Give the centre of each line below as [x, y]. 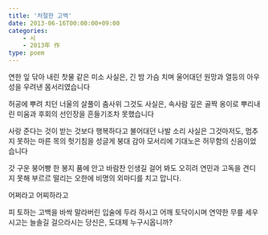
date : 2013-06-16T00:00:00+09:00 [64, 23]
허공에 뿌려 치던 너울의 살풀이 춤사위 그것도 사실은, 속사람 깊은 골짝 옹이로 [124, 104]
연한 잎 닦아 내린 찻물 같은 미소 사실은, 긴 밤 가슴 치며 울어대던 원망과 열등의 [127, 77]
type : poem [26, 53]
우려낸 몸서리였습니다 [57, 87]
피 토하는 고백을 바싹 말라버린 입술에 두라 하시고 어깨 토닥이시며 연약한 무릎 [126, 212]
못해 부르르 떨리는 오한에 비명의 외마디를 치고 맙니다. [99, 178]
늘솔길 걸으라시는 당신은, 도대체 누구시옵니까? [101, 222]
